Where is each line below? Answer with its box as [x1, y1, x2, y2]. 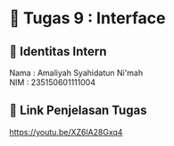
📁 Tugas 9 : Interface [9, 8, 167, 29]
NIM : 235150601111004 [9, 77, 96, 88]
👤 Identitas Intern [9, 44, 107, 59]
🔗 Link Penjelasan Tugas [9, 103, 147, 118]
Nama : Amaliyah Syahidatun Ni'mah [9, 67, 144, 78]
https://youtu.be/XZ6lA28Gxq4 [9, 126, 123, 137]
